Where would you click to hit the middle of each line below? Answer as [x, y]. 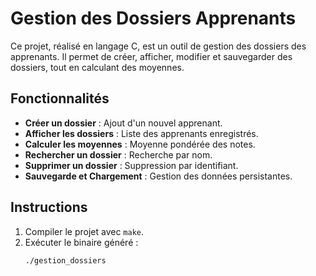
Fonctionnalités [60, 98]
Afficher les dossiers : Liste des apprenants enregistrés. [141, 133]
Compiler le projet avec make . [84, 231]
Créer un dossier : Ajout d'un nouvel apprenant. [123, 123]
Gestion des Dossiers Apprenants [153, 18]
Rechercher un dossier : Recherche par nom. [118, 154]
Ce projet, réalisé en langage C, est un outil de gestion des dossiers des [158, 46]
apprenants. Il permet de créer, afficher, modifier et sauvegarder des [151, 56]
